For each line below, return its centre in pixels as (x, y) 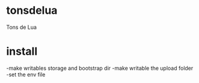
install (22, 51)
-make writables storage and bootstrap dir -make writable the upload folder (100, 68)
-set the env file (26, 74)
